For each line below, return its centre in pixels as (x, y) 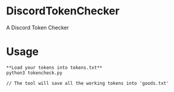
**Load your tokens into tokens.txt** (54, 68)
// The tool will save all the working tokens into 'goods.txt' (88, 83)
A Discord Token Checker (38, 27)
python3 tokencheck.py (34, 73)
